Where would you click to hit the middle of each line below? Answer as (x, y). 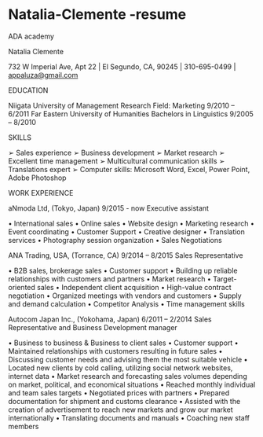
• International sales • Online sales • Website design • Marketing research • (131, 223)
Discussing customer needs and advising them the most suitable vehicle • (128, 359)
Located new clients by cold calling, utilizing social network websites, (121, 368)
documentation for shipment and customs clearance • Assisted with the (124, 401)
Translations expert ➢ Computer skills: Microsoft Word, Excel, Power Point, (129, 169)
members (24, 426)
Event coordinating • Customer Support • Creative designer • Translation (127, 231)
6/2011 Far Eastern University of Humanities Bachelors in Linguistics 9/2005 (131, 114)
